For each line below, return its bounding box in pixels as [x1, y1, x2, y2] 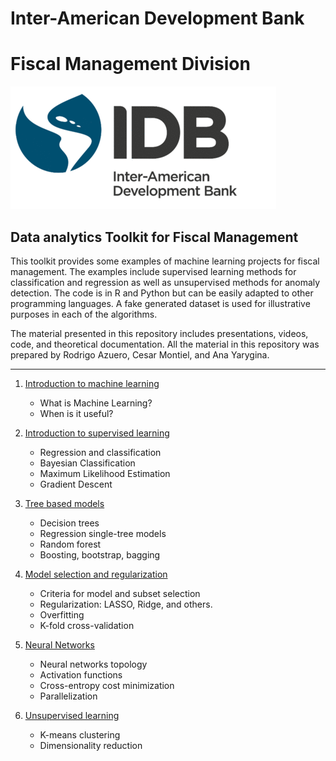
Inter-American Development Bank [10, 7, 305, 30]
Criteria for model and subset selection [39, 587, 201, 599]
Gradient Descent [39, 478, 113, 490]
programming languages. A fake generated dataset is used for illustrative [10, 297, 311, 309]
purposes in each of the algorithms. [10, 308, 158, 320]
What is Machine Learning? [39, 397, 153, 409]
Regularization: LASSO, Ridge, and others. [39, 598, 213, 610]
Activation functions [39, 668, 123, 681]
